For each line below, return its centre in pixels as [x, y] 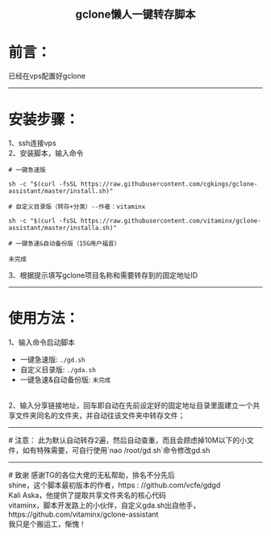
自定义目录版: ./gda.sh [58, 370]
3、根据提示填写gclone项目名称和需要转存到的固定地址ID [103, 275]
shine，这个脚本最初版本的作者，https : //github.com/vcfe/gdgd [115, 485]
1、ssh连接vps [32, 143]
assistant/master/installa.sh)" [63, 228]
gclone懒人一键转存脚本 [135, 15]
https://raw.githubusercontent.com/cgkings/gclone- [169, 184]
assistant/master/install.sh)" [61, 191]
